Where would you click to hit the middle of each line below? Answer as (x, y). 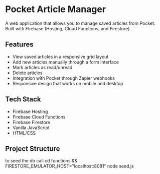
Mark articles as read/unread (42, 67)
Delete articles (27, 73)
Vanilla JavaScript (31, 128)
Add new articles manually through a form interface (66, 62)
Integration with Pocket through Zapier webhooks (64, 78)
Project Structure (33, 149)
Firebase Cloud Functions (39, 117)
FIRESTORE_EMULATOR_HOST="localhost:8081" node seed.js (69, 166)
